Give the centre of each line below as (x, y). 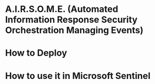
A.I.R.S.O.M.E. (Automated (62, 9)
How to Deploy (36, 53)
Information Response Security (71, 20)
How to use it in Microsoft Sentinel (78, 76)
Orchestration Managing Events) (74, 30)
